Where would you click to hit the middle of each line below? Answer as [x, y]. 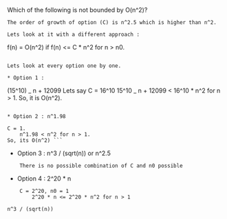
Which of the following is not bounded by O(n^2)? [77, 10]
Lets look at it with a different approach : [73, 34]
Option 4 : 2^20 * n [44, 178]
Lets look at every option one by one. [64, 66]
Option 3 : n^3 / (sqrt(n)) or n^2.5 [64, 153]
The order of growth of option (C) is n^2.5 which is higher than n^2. [112, 23]
